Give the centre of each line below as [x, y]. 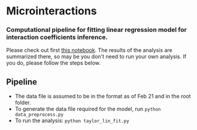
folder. [23, 102]
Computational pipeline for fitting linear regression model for [96, 30]
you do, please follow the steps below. [53, 63]
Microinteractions [51, 11]
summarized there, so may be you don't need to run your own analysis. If [96, 57]
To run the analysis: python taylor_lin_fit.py [72, 120]
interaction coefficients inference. [57, 37]
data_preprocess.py [39, 115]
